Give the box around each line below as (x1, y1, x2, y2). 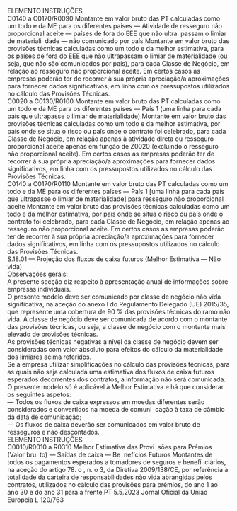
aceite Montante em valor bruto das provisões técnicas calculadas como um (7, 202, 230, 210)
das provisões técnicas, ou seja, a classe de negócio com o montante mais (7, 323, 226, 331)
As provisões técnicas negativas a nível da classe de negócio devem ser (7, 338, 219, 346)
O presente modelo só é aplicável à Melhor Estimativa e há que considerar (7, 383, 224, 391)
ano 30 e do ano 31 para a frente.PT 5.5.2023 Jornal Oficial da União (7, 488, 208, 496)
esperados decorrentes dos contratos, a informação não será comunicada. (7, 375, 226, 384)
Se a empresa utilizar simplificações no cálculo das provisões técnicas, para (7, 360, 230, 368)
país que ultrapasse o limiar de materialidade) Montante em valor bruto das (7, 112, 226, 120)
